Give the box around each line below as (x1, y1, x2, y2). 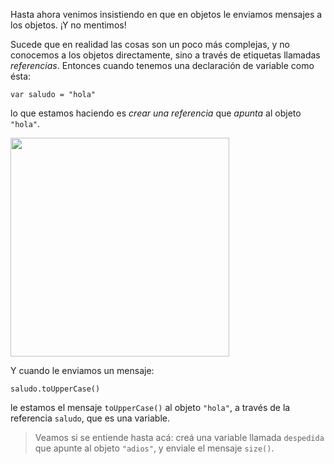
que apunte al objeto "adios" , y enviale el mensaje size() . (34, 442, 275, 454)
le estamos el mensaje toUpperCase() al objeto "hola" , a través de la (10, 402, 291, 413)
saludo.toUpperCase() (10, 384, 101, 394)
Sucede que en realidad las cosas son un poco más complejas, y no (10, 39, 290, 50)
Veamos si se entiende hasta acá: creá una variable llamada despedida (34, 432, 325, 443)
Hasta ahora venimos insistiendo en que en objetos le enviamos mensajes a (10, 9, 323, 20)
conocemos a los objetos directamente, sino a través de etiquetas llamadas (10, 49, 321, 61)
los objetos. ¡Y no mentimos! (10, 19, 127, 31)
